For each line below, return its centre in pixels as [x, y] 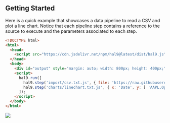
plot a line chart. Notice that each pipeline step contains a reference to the [83, 26]
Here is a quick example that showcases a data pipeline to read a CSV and [83, 20]
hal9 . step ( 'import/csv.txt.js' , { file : [67, 83]
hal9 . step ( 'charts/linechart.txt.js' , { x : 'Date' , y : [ [85, 87]
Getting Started [30, 8]
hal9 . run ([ [30, 78]
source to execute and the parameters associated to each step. [71, 31]
